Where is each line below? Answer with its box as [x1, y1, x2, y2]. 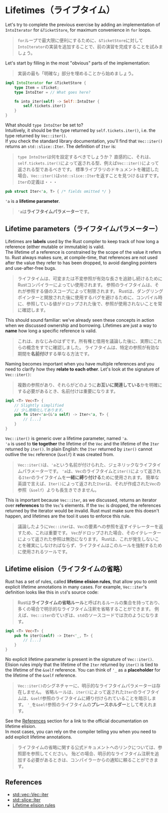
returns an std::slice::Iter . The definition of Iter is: [5, 143, 116, 150]
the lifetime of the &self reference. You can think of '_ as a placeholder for [5, 667, 160, 673]
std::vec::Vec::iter [12, 791, 49, 797]
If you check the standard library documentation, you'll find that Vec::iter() [5, 138, 163, 144]
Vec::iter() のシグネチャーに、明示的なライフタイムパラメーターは [17, 683, 156, 689]
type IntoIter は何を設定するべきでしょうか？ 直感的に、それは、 [17, 154, 154, 160]
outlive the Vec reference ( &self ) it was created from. [5, 451, 114, 457]
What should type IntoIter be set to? [5, 122, 84, 128]
